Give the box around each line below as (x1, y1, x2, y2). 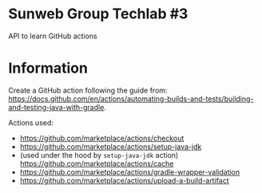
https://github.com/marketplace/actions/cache (19, 159, 174, 168)
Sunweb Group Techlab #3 (8, 5, 189, 23)
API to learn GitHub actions (8, 31, 97, 41)
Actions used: (8, 117, 54, 128)
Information (8, 59, 88, 77)
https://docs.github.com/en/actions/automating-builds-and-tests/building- (8, 93, 254, 104)
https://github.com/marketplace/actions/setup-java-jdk (19, 141, 202, 152)
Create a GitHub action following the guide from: (8, 85, 168, 95)
